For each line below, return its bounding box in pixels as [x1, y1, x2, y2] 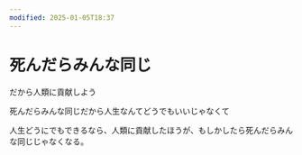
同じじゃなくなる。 [16, 136, 88, 147]
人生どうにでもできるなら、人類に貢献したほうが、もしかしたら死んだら [9, 124, 278, 135]
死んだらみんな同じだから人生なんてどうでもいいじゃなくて [9, 105, 230, 116]
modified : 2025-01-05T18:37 [9, 13, 115, 23]
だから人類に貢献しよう [9, 87, 96, 97]
